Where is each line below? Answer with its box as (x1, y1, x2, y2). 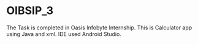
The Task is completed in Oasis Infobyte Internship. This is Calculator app (6, 24, 192, 31)
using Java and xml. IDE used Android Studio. (6, 30, 121, 37)
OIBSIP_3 (6, 4, 54, 18)
